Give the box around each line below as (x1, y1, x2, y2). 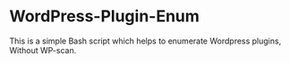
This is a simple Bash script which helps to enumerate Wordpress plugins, (9, 35, 282, 46)
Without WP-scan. (9, 44, 77, 55)
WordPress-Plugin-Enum (9, 6, 200, 27)
